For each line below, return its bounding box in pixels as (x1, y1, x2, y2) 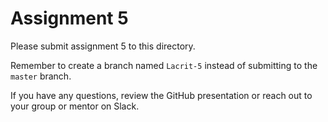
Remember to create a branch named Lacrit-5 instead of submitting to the (10, 59, 318, 71)
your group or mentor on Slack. (10, 100, 140, 112)
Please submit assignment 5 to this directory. (10, 40, 196, 52)
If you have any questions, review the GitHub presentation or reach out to (10, 89, 313, 101)
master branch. (10, 70, 72, 82)
